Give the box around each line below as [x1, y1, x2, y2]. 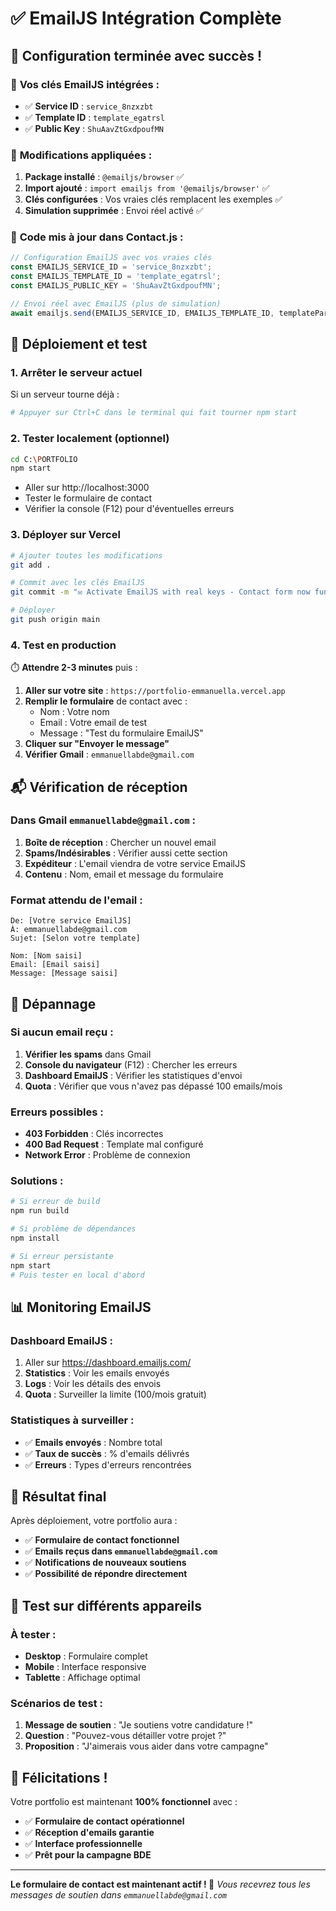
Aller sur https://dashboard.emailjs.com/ [24, 1357, 192, 1369]
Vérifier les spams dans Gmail [24, 1048, 152, 1060]
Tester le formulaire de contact [24, 492, 152, 504]
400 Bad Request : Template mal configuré [24, 1138, 204, 1151]
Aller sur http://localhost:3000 [24, 482, 150, 494]
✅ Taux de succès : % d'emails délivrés [24, 1447, 190, 1459]
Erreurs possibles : [10, 1105, 104, 1119]
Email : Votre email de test [39, 717, 148, 729]
